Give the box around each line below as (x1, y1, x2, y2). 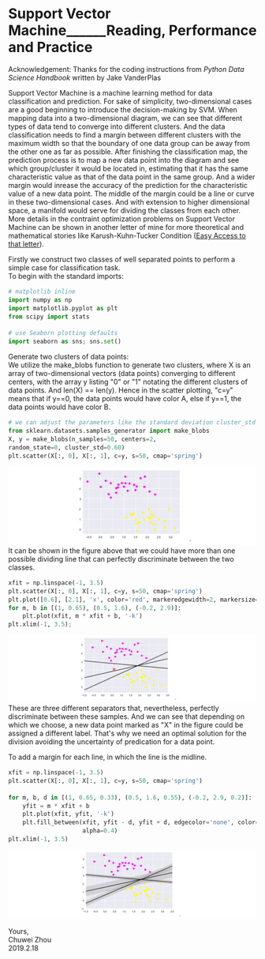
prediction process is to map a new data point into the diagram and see (8, 155, 240, 164)
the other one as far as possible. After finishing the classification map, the (8, 147, 248, 156)
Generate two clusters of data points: (8, 352, 129, 362)
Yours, (8, 926, 29, 936)
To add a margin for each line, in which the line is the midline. (8, 752, 207, 762)
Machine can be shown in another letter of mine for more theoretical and (8, 222, 244, 231)
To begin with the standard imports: (8, 271, 124, 280)
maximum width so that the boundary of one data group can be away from (8, 138, 250, 148)
